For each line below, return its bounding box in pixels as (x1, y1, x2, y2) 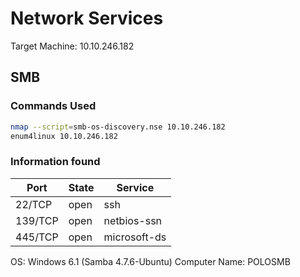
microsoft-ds (103, 230, 167, 244)
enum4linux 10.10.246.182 (10, 131, 118, 141)
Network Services (10, 7, 164, 30)
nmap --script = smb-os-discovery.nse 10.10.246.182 (10, 122, 226, 132)
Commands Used (10, 99, 97, 113)
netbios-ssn (103, 213, 163, 227)
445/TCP (15, 230, 59, 244)
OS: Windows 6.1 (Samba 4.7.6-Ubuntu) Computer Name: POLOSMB (10, 255, 291, 267)
